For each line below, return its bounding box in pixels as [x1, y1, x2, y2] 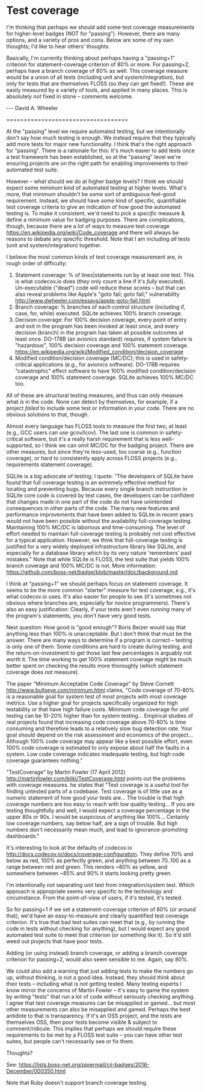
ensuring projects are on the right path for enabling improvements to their [6, 159, 189, 167]
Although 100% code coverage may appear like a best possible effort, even [6, 738, 193, 745]
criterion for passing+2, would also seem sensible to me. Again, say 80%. [6, 955, 189, 963]
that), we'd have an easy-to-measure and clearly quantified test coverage [6, 912, 189, 919]
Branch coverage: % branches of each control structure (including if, [14, 303, 186, 310]
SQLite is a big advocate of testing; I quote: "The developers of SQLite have [6, 472, 194, 480]
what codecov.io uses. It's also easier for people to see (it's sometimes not [6, 593, 192, 600]
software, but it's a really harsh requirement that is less [24, 435, 161, 442]
